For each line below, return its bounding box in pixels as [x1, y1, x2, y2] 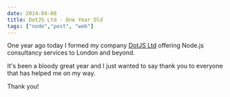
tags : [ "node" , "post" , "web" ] [7, 23, 94, 29]
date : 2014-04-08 [7, 10, 57, 17]
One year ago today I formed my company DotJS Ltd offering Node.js [7, 42, 205, 50]
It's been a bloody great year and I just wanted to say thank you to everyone [7, 62, 223, 70]
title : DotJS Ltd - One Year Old [7, 16, 103, 23]
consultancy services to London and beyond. [7, 48, 136, 57]
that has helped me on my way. [7, 69, 96, 77]
